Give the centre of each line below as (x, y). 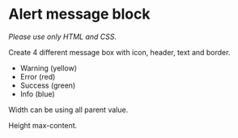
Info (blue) (37, 93)
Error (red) (38, 76)
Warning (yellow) (49, 68)
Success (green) (48, 85)
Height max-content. (43, 125)
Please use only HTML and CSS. (63, 37)
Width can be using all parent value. (68, 110)
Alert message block (79, 14)
